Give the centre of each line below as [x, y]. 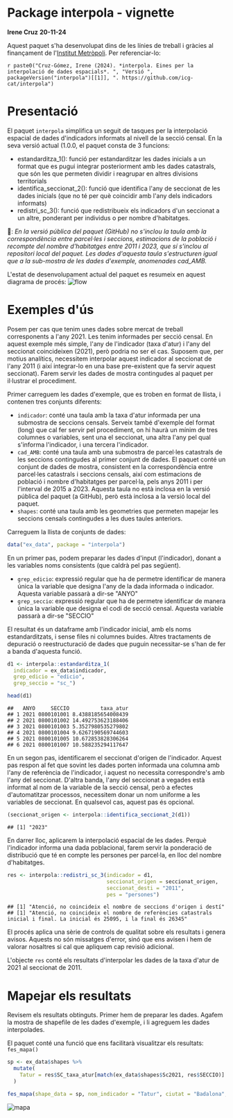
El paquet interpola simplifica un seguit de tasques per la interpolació [107, 131]
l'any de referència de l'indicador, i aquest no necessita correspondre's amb [116, 773]
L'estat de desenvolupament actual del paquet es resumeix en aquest [106, 274]
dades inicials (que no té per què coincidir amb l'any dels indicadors [115, 195]
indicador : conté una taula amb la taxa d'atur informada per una [109, 415]
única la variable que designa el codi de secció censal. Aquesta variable [120, 608]
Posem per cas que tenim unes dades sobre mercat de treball [95, 329]
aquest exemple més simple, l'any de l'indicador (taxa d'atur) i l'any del [109, 344]
